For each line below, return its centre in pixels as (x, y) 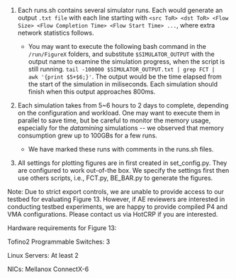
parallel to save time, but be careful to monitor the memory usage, (114, 120)
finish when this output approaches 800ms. (92, 92)
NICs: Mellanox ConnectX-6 (48, 269)
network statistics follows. (56, 33)
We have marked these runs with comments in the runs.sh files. (121, 149)
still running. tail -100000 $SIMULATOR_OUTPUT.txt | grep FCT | (122, 69)
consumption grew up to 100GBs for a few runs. (87, 135)
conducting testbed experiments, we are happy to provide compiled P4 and (118, 207)
